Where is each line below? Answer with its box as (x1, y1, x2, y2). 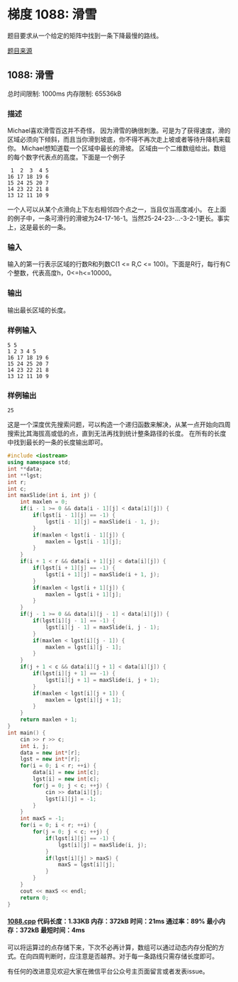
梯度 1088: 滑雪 (7, 6, 98, 23)
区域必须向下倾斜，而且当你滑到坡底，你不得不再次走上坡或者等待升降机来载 (7, 136, 231, 144)
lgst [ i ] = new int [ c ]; (33, 776, 100, 783)
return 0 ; (20, 894, 50, 901)
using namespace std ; (7, 459, 72, 466)
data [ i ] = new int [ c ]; (33, 769, 100, 776)
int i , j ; (20, 742, 50, 749)
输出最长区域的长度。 (7, 306, 69, 314)
